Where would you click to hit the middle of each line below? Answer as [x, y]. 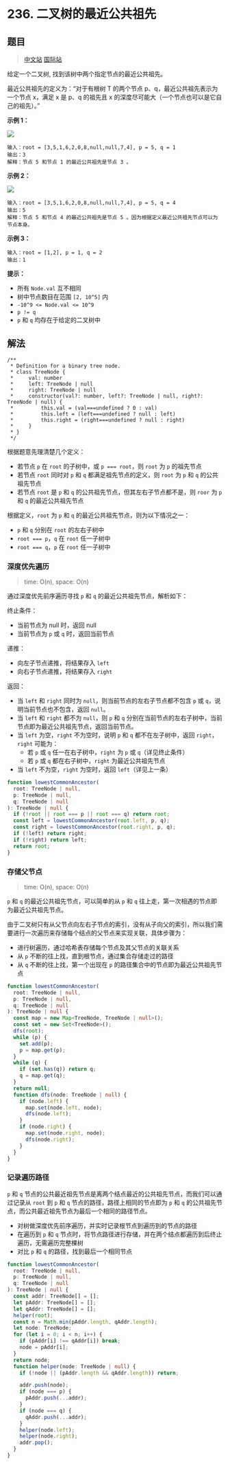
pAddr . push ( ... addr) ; [56, 1398]
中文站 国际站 [43, 59]
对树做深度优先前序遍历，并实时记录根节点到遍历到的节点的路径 [107, 1225]
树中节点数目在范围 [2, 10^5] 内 [63, 297]
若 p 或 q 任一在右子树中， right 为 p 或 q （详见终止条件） [108, 752]
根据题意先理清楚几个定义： [46, 451]
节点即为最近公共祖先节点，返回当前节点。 [77, 727]
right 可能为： [38, 744]
